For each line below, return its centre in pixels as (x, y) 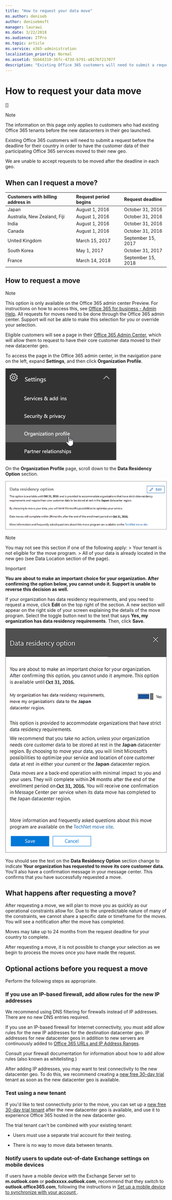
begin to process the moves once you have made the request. (71, 953)
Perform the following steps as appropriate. (51, 981)
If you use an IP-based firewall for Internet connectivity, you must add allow (85, 1027)
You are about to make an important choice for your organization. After (82, 578)
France (15, 260)
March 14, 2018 (93, 260)
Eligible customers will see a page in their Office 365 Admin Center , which (83, 335)
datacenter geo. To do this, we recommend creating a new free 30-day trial (85, 1074)
